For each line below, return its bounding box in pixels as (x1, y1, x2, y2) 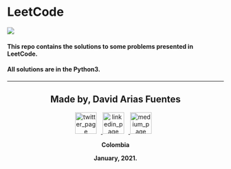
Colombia (101, 140, 130, 148)
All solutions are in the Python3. (7, 65, 101, 74)
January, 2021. (93, 154, 137, 162)
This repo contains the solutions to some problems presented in (7, 42, 194, 50)
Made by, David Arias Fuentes (50, 93, 181, 105)
